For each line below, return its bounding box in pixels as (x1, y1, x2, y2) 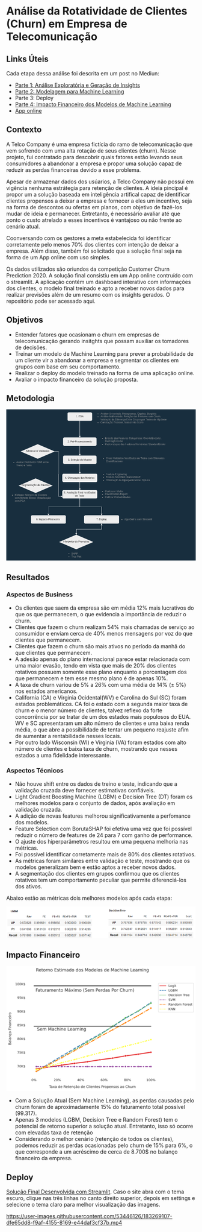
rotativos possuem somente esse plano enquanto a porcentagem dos (14, 668, 188, 675)
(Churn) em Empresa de (6, 17, 127, 31)
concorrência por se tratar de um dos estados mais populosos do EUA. (14, 713, 191, 720)
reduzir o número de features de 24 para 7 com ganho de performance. (14, 831, 193, 839)
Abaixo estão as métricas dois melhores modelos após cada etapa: (6, 894, 173, 902)
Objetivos (6, 315, 43, 325)
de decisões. (14, 344, 47, 351)
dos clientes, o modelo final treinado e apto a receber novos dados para (6, 285, 185, 292)
